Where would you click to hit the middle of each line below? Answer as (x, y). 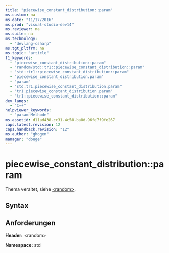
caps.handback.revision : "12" (38, 129)
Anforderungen (30, 223)
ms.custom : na (20, 15)
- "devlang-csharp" (31, 44)
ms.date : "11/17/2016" (29, 20)
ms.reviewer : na (22, 29)
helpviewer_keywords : (28, 110)
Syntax (17, 206)
